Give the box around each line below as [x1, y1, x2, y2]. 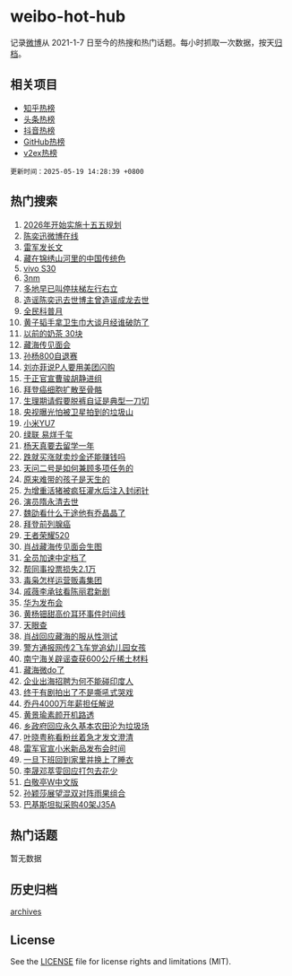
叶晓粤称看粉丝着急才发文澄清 [22, 731, 133, 742]
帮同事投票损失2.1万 [22, 563, 97, 574]
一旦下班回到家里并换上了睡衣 [22, 754, 133, 764]
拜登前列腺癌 [22, 518, 71, 529]
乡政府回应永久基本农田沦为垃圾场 [22, 720, 150, 731]
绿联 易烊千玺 [22, 429, 73, 440]
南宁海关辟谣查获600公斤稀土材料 [22, 653, 149, 664]
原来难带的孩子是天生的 [22, 474, 110, 484]
